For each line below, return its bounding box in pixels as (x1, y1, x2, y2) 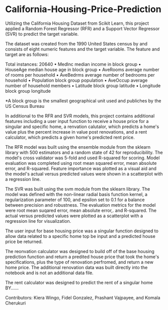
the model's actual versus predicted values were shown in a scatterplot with (5, 170, 163, 177)
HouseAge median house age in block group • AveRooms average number (5, 67, 159, 73)
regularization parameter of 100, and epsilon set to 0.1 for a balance (5, 197, 145, 203)
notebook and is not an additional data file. (5, 270, 94, 276)
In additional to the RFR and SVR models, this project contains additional (5, 112, 155, 119)
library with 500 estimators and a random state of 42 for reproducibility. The (5, 149, 163, 155)
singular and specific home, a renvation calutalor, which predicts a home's (5, 123, 159, 130)
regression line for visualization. (5, 218, 71, 224)
